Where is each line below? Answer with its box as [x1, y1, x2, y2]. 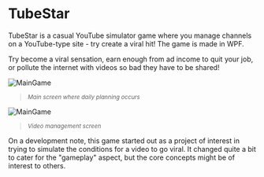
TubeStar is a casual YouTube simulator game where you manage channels [8, 31, 252, 40]
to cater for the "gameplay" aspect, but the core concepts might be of [8, 153, 235, 162]
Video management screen [27, 122, 102, 130]
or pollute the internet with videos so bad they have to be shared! [8, 62, 220, 72]
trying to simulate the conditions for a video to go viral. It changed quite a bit [8, 144, 256, 153]
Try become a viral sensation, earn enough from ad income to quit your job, [8, 54, 254, 64]
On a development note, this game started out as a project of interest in [8, 135, 240, 146]
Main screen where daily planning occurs [27, 93, 140, 101]
